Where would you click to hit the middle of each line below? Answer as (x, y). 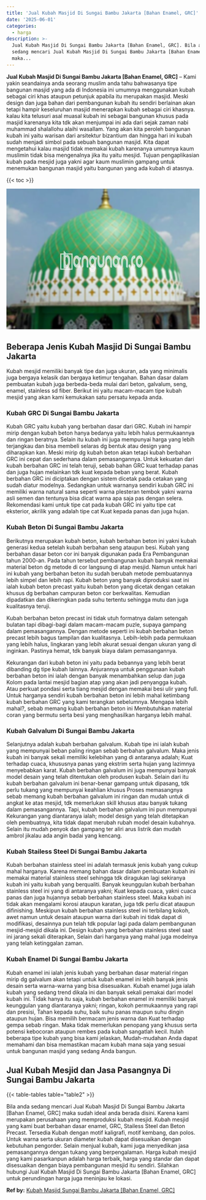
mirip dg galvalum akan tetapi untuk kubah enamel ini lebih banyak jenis (97, 979)
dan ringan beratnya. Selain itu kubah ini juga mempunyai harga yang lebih (101, 440)
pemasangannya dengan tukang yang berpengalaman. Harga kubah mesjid (101, 1152)
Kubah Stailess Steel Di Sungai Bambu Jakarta (77, 851)
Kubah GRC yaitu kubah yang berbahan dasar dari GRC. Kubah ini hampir (99, 427)
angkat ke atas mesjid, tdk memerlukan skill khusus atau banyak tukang (97, 803)
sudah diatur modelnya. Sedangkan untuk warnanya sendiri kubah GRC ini (100, 485)
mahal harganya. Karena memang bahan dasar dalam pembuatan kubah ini (101, 871)
